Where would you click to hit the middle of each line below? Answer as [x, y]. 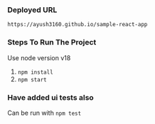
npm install [35, 72]
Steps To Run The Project [52, 43]
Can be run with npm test [44, 113]
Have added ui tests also [50, 97]
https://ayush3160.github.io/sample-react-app [77, 25]
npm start [32, 79]
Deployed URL [32, 10]
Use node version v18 [39, 57]
